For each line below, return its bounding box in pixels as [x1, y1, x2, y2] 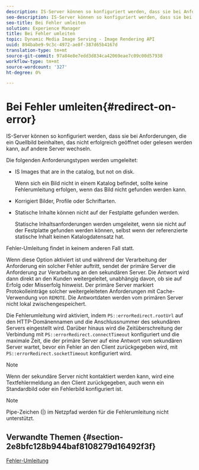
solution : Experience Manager [6, 25, 81, 31]
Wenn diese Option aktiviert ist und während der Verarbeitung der [6, 256, 167, 263]
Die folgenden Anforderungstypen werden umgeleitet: [6, 157, 138, 164]
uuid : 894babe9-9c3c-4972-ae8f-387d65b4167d [6, 42, 118, 48]
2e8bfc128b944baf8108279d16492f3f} [6, 441, 156, 452]
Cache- [156, 288, 175, 295]
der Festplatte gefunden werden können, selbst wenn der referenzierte [14, 227, 188, 234]
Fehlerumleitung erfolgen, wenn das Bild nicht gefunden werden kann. [14, 186, 187, 193]
